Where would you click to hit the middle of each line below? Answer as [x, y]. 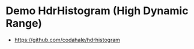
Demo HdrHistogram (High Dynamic [97, 11]
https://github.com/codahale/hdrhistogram [67, 40]
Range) [24, 23]
